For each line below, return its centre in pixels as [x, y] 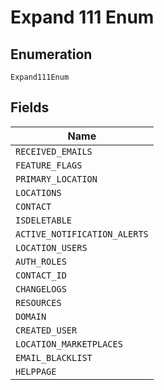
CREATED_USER [46, 330]
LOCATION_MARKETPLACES [69, 344]
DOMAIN [31, 316]
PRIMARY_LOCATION [56, 179]
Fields [30, 107]
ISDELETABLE [44, 220]
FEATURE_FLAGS [49, 165]
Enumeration [51, 54]
